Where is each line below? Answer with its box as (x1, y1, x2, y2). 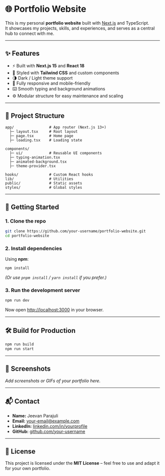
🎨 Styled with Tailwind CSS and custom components (12, 70, 119, 76)
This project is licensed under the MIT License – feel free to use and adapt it (5, 460, 160, 466)
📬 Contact (5, 397, 40, 406)
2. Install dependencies (5, 245, 62, 252)
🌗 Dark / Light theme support (12, 75, 73, 81)
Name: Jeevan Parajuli (12, 413, 58, 418)
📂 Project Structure (5, 112, 65, 120)
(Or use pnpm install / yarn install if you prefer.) (5, 274, 107, 281)
